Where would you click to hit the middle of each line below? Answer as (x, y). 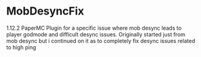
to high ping (21, 47)
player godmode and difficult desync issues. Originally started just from (96, 34)
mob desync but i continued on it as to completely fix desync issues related (101, 41)
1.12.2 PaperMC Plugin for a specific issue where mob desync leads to (94, 28)
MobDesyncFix (45, 11)
